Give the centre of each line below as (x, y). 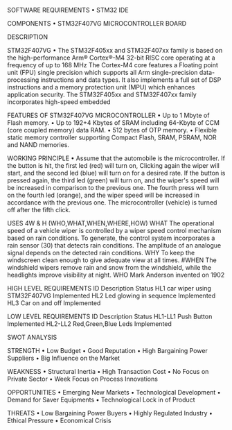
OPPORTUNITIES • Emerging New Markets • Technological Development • (114, 392)
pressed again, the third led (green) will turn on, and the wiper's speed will (113, 180)
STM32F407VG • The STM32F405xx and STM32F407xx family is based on (115, 50)
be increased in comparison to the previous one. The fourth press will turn (113, 188)
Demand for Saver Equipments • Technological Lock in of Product (101, 399)
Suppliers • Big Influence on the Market (63, 358)
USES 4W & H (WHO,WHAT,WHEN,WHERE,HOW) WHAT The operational (111, 223)
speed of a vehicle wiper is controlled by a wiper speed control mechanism (114, 231)
